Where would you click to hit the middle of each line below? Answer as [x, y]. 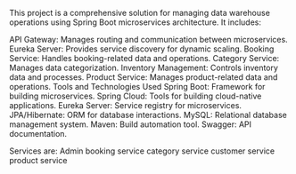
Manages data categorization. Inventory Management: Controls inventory [144, 67]
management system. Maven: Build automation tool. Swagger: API [131, 124]
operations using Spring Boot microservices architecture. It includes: [135, 22]
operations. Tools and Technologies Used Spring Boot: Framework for [137, 87]
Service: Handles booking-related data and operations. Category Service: [144, 58]
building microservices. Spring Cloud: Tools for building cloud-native [136, 96]
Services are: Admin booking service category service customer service [142, 151]
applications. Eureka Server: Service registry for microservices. [126, 105]
